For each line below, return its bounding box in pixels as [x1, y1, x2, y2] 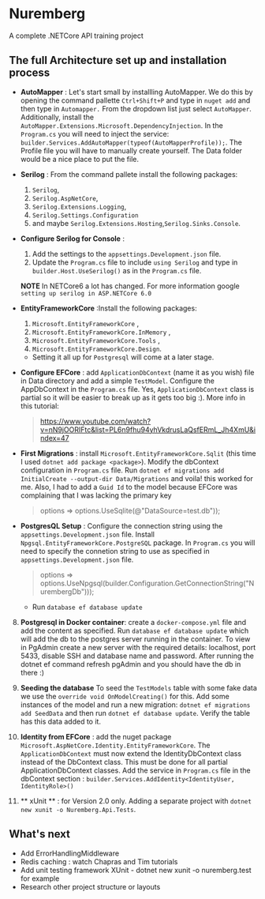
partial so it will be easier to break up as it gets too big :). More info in [20, 393, 246, 402]
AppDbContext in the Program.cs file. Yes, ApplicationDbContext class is [20, 384, 255, 393]
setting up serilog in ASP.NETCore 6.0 [20, 289, 152, 297]
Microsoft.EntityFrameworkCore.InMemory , [32, 327, 171, 337]
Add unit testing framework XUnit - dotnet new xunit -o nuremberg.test [20, 865, 252, 875]
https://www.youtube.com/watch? [39, 416, 151, 426]
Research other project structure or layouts [20, 882, 161, 891]
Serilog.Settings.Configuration [32, 211, 139, 220]
